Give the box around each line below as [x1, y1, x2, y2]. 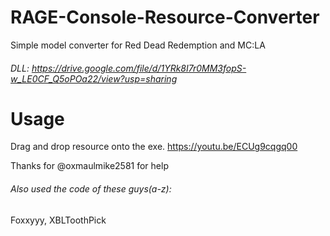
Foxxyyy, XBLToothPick [10, 214, 107, 226]
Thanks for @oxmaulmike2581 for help [10, 160, 169, 172]
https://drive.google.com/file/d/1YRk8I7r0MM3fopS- [31, 62, 247, 74]
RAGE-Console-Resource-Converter [10, 6, 320, 29]
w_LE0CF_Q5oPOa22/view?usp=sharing [10, 72, 178, 85]
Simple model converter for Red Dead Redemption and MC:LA [10, 39, 266, 51]
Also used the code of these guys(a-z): [10, 183, 172, 195]
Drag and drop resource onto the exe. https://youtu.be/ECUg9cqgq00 [10, 141, 298, 153]
